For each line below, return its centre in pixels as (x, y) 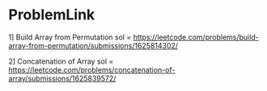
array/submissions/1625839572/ (62, 78)
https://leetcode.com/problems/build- (196, 37)
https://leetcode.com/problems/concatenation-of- (92, 69)
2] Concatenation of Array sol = (61, 61)
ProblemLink (52, 15)
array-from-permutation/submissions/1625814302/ (93, 45)
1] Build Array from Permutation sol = (70, 37)
